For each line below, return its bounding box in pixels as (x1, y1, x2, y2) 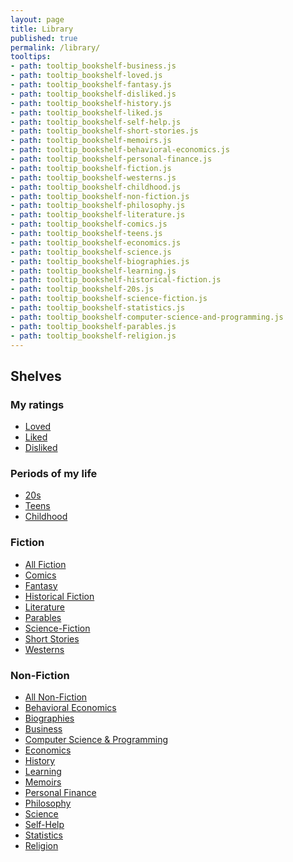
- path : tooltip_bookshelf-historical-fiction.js (10, 275, 222, 285)
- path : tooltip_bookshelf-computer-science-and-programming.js (10, 312, 284, 322)
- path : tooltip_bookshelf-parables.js (10, 321, 177, 331)
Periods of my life (10, 466, 98, 480)
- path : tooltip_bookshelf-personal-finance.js (10, 154, 213, 164)
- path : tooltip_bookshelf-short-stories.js (10, 126, 199, 136)
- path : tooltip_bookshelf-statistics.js (10, 303, 186, 313)
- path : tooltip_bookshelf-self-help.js (10, 117, 182, 127)
